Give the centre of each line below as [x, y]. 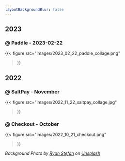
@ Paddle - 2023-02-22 [34, 43]
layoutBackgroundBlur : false [34, 9]
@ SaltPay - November [32, 91]
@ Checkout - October [32, 124]
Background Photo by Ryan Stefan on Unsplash [53, 153]
